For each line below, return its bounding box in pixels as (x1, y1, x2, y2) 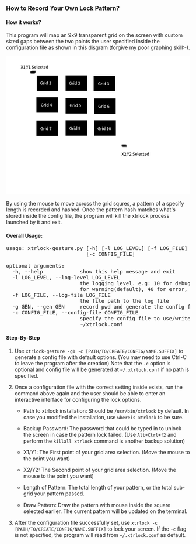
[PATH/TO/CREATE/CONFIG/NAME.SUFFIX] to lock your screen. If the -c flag (14, 525, 187, 532)
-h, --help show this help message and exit (12, 268, 176, 275)
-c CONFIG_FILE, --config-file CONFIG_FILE (12, 309, 139, 316)
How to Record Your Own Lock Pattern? (6, 4, 120, 12)
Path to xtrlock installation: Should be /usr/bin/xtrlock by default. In (23, 407, 190, 414)
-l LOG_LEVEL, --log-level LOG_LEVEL (12, 274, 120, 281)
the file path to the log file (79, 297, 169, 304)
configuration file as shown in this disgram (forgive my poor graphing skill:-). (6, 44, 191, 51)
